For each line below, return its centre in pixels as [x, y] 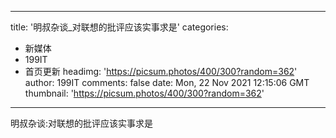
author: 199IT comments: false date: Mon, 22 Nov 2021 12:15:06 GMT [167, 82]
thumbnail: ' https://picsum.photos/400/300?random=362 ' [144, 93]
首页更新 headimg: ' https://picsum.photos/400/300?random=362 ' [161, 71]
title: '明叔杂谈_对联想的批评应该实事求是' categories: [119, 27]
